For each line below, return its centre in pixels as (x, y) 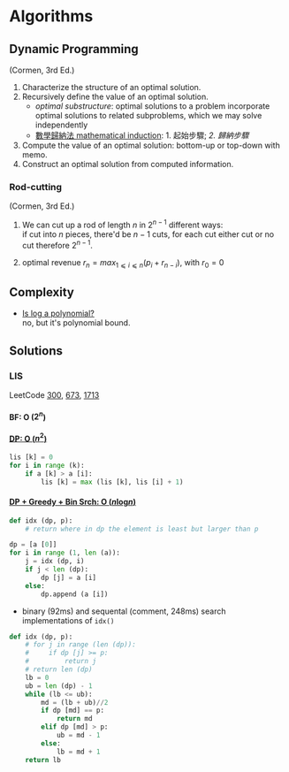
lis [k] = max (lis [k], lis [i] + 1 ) (112, 482)
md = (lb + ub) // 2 (75, 702)
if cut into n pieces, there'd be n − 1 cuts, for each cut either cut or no (148, 234)
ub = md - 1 (78, 736)
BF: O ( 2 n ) (28, 416)
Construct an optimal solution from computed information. (128, 164)
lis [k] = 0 (31, 457)
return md (74, 719)
